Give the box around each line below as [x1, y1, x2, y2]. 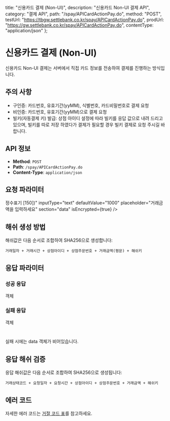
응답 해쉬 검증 [5, 355, 46, 364]
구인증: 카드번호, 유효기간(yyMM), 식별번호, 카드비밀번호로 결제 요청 [12, 102, 149, 109]
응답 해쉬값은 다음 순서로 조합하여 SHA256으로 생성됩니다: [5, 369, 123, 375]
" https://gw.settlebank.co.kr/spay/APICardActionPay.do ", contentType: [5, 22, 154, 28]
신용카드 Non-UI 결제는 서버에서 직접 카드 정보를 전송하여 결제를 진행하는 [5, 65, 152, 71]
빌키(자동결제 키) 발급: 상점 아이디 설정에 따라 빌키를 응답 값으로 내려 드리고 [12, 115, 163, 121]
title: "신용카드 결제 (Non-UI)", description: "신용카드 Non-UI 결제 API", [5, 5, 150, 10]
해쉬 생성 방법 [5, 222, 46, 231]
